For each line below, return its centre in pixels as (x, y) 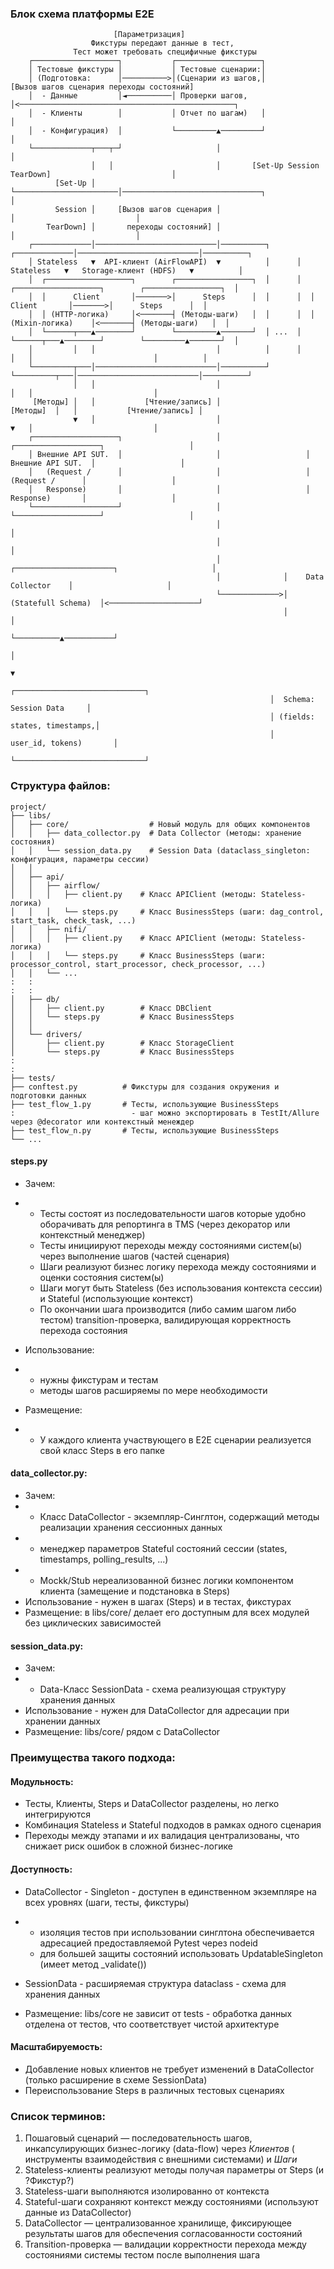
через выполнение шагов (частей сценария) (134, 1256)
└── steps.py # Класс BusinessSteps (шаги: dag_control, (194, 912)
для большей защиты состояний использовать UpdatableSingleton (181, 1953)
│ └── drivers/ (46, 1034)
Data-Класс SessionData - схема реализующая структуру (163, 1689)
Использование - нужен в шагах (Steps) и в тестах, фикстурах (158, 1601)
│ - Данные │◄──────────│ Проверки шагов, (138, 96)
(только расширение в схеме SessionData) (116, 2079)
